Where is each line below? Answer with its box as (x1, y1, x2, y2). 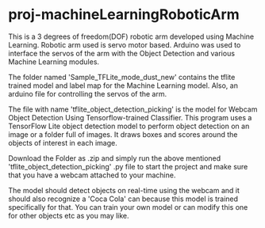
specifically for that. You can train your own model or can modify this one (8, 202, 248, 211)
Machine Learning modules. (8, 57, 100, 66)
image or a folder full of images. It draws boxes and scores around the (8, 129, 238, 139)
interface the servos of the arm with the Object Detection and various (8, 48, 236, 58)
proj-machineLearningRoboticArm (8, 6, 240, 24)
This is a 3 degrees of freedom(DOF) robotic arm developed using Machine (8, 32, 255, 41)
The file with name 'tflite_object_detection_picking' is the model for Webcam (8, 104, 258, 114)
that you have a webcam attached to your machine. (8, 170, 176, 180)
